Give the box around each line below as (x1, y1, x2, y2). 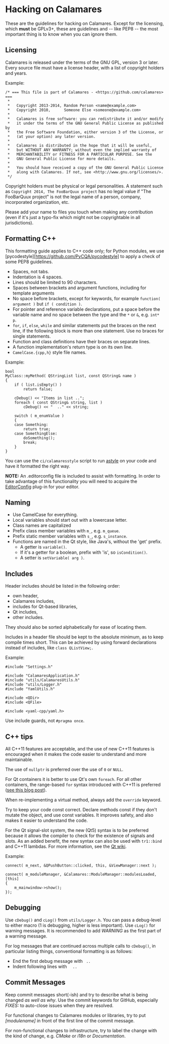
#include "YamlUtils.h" (5, 687, 55, 692)
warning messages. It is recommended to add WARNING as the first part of (5, 927, 161, 933)
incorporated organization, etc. (5, 199, 70, 205)
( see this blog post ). (5, 787, 47, 793)
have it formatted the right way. (5, 463, 71, 469)
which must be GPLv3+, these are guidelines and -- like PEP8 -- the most (5, 25, 158, 31)
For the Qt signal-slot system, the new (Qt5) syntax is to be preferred (5, 827, 149, 833)
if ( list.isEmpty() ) (14, 382, 62, 387)
